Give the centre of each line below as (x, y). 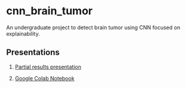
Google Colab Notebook (45, 78)
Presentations (33, 53)
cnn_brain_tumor (49, 11)
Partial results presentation (48, 67)
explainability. (23, 33)
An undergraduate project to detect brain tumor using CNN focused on (93, 27)
